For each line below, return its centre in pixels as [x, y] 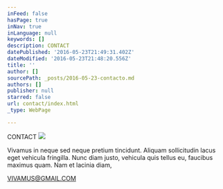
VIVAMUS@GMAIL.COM [42, 178]
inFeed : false [28, 13]
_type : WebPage [29, 110]
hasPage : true [28, 20]
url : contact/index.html [43, 104]
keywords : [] [26, 39]
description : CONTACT [38, 46]
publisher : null [30, 91]
